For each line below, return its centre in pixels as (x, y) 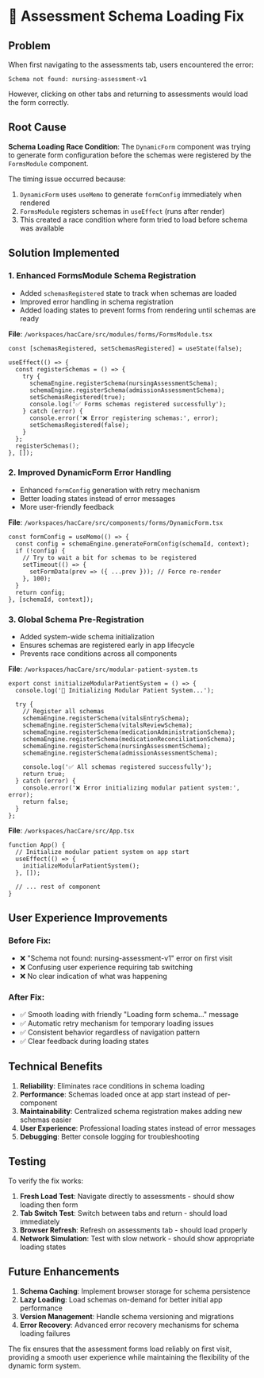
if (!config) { (40, 551)
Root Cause (38, 128)
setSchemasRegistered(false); (79, 425)
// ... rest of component (58, 887)
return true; (44, 774)
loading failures (45, 1333)
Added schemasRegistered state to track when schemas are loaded (128, 293)
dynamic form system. (45, 1365)
